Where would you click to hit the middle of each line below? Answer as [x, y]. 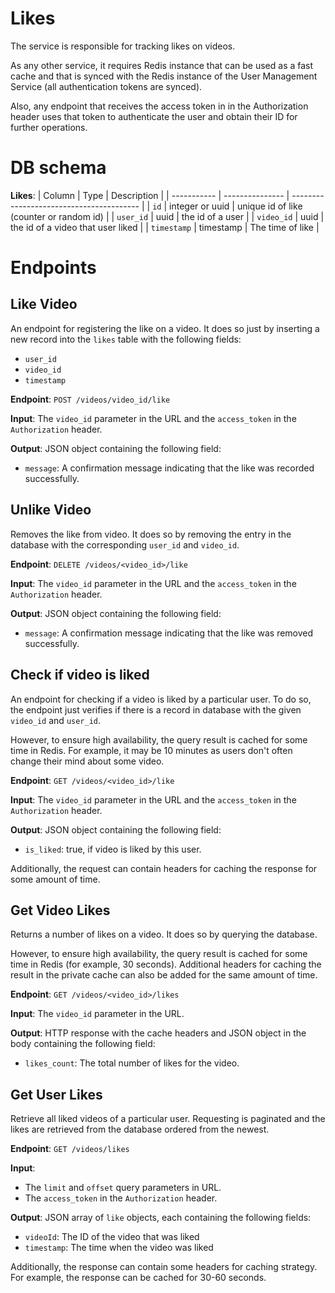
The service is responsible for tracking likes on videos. [123, 46]
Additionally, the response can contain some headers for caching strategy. [164, 1267]
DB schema [58, 168]
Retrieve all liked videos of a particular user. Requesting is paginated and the [168, 1119]
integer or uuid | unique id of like [236, 206]
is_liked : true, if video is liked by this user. [113, 849]
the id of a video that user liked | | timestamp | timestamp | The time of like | [165, 227]
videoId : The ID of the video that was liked [112, 1237]
